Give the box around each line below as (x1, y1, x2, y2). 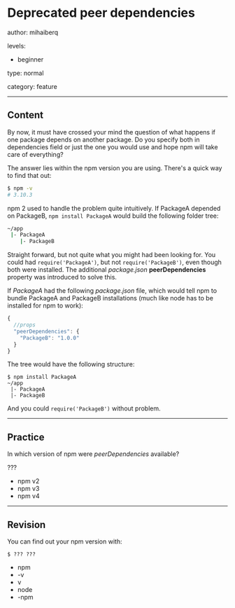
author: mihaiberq (7, 28, 59, 36)
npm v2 (17, 477, 40, 485)
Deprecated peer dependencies (7, 5, 196, 21)
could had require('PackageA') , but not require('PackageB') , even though (7, 258, 222, 267)
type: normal (7, 69, 44, 77)
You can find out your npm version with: (7, 537, 122, 546)
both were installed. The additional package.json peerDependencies (7, 265, 206, 274)
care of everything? (7, 150, 64, 158)
